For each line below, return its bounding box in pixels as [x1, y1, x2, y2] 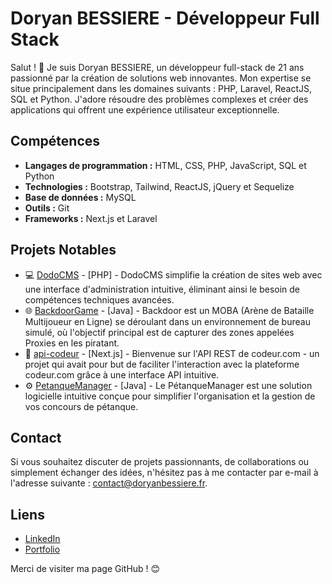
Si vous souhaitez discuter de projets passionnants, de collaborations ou [10, 456, 310, 468]
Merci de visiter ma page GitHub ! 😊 [10, 563, 161, 575]
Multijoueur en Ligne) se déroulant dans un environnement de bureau [24, 315, 311, 327]
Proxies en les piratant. [24, 337, 120, 349]
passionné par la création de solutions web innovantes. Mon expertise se [10, 72, 312, 84]
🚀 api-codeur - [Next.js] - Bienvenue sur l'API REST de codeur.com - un [24, 347, 320, 359]
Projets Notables [10, 242, 117, 259]
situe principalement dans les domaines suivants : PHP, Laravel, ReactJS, [10, 82, 313, 94]
